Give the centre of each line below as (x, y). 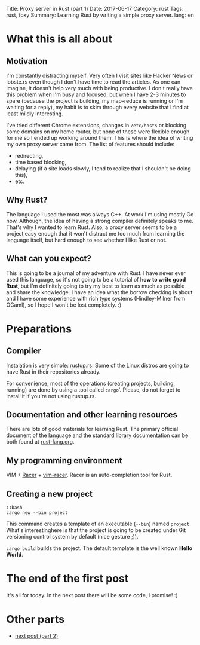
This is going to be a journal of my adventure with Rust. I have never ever (96, 273)
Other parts (35, 620)
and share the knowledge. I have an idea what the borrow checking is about (99, 292)
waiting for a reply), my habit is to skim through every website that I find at (98, 107)
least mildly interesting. (35, 114)
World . (15, 555)
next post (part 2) (36, 635)
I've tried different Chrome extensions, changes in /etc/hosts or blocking (96, 125)
